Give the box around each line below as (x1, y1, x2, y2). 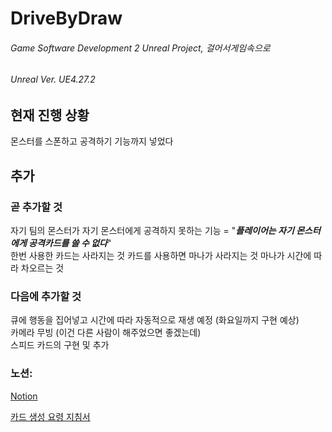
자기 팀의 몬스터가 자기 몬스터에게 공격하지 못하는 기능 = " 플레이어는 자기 (10, 225, 295, 237)
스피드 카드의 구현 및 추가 (10, 339, 110, 351)
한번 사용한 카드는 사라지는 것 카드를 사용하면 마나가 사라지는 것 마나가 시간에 (10, 250, 312, 262)
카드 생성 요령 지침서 (10, 410, 91, 422)
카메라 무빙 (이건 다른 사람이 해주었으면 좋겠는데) (10, 327, 202, 339)
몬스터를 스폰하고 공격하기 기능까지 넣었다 (10, 135, 174, 147)
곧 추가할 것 (10, 200, 63, 214)
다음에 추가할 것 (10, 290, 82, 304)
